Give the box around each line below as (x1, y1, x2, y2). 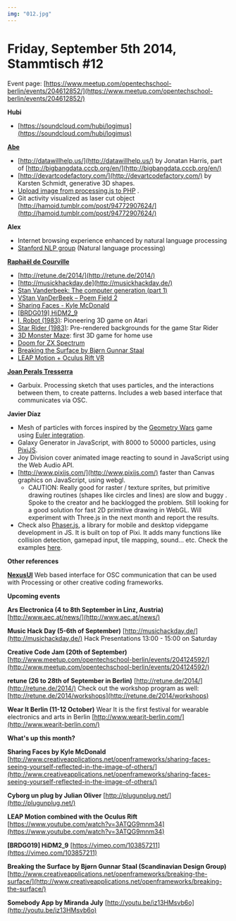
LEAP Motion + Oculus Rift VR (17, 354, 104, 362)
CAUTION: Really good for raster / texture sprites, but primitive (27, 483, 210, 491)
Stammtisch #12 (7, 56, 104, 71)
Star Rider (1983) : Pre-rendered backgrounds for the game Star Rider (17, 323, 218, 332)
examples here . (17, 543, 63, 551)
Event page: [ (7, 79, 46, 88)
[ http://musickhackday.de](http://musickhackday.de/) (17, 278, 173, 287)
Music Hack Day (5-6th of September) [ (7, 626, 125, 635)
